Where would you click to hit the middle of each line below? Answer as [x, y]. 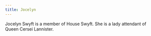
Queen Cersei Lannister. [29, 29]
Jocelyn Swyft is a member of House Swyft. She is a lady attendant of [76, 24]
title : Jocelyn [21, 10]
